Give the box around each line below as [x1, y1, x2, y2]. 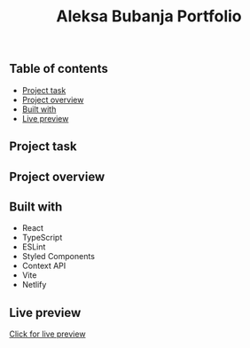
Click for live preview [9, 328, 86, 339]
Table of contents [9, 61, 108, 76]
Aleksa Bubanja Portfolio [56, 6, 242, 27]
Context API [21, 260, 66, 272]
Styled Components [21, 251, 96, 262]
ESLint [21, 241, 46, 252]
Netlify [21, 280, 47, 290]
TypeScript [21, 233, 63, 243]
